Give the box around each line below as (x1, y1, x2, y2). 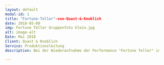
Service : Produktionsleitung (5, 43, 64, 48)
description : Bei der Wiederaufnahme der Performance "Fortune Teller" (5, 48, 154, 53)
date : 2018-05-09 (5, 21, 41, 26)
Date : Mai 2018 (5, 35, 36, 40)
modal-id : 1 (5, 12, 29, 17)
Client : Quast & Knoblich (5, 39, 58, 44)
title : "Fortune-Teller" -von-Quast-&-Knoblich (5, 16, 102, 21)
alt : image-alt (5, 30, 36, 35)
